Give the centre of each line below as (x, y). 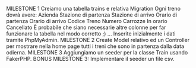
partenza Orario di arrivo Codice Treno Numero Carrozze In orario (87, 21)
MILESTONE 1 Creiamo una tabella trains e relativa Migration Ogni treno (94, 9)
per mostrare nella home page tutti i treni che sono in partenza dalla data (95, 46)
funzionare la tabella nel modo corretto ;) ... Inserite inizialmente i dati (91, 34)
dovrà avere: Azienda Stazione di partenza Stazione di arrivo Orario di (91, 15)
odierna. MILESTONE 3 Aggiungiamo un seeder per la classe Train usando (97, 52)
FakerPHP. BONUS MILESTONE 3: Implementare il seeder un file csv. (90, 59)
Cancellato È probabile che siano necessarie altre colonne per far (86, 27)
